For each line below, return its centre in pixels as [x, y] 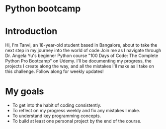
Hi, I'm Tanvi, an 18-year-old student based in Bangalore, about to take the [81, 45]
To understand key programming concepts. [57, 116]
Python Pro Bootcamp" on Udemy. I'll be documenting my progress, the [78, 61]
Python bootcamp [43, 9]
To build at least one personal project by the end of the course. [77, 121]
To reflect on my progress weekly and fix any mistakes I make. [76, 111]
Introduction [31, 32]
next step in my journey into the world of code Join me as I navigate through [83, 51]
